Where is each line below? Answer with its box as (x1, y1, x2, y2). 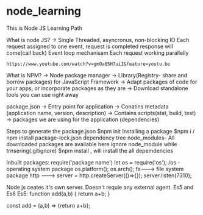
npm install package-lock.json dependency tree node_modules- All (6, 134, 175, 141)
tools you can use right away (6, 91, 79, 98)
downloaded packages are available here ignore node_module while (6, 140, 177, 147)
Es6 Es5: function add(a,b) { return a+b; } (6, 190, 110, 197)
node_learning (6, 4, 81, 18)
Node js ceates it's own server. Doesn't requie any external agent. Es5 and (6, 183, 194, 191)
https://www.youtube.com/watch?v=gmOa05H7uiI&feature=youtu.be (6, 61, 171, 67)
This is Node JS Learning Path (6, 24, 82, 32)
